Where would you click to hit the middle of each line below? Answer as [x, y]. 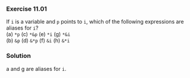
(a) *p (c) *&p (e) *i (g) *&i [38, 34]
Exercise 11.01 [27, 9]
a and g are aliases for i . [36, 69]
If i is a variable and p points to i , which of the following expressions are [95, 22]
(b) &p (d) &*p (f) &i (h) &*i [38, 41]
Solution [19, 56]
